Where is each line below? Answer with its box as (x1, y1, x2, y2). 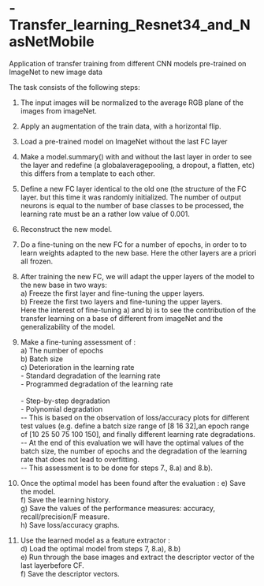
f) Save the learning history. (20, 495, 111, 504)
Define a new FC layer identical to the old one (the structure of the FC (20, 184, 247, 193)
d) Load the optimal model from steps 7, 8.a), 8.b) (20, 543, 181, 553)
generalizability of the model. (20, 322, 116, 331)
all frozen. (20, 256, 54, 266)
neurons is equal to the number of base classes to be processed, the (20, 200, 244, 210)
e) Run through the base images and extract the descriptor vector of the (20, 552, 255, 562)
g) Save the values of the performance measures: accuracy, (20, 503, 216, 513)
